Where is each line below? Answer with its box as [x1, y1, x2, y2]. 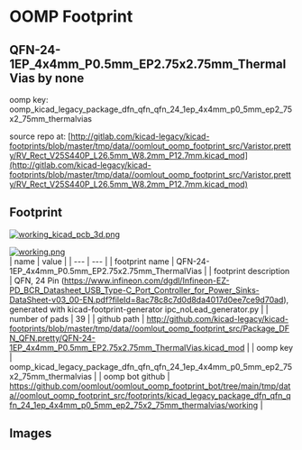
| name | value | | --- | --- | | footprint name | [9, 255, 175, 267]
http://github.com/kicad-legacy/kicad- [146, 313, 288, 324]
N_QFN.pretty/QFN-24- [9, 332, 96, 344]
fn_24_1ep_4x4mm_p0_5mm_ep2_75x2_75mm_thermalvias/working [9, 399, 259, 410]
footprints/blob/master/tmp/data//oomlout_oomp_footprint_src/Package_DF [9, 323, 290, 334]
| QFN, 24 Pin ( [9, 275, 65, 286]
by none [37, 70, 85, 86]
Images [9, 426, 52, 441]
